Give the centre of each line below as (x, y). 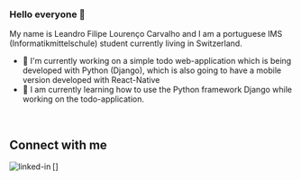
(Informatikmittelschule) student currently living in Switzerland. (126, 43)
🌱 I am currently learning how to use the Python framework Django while (157, 90)
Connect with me (59, 144)
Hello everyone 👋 (47, 14)
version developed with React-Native (91, 80)
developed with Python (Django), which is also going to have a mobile (152, 70)
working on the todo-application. (83, 99)
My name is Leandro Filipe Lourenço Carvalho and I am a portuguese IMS (146, 34)
